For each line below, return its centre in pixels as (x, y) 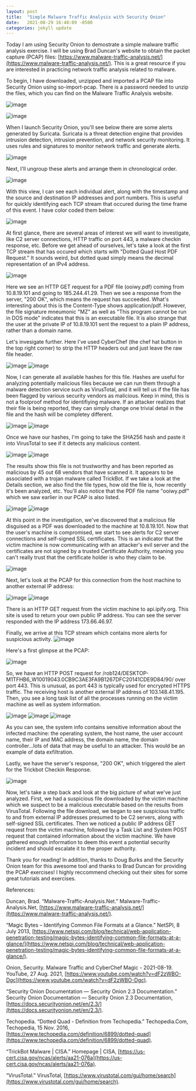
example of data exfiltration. (40, 752)
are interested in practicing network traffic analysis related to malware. (91, 70)
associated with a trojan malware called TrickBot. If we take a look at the (93, 479)
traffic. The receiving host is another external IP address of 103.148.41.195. (95, 692)
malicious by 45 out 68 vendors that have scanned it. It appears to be (90, 472)
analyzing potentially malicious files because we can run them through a (93, 383)
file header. (20, 354)
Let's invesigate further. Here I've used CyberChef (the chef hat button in (94, 342)
